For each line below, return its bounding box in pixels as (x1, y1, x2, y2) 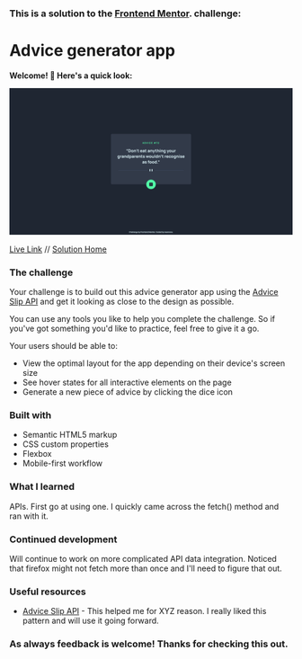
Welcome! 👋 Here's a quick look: (9, 70, 133, 81)
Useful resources (9, 585, 87, 598)
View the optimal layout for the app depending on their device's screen (22, 358, 286, 369)
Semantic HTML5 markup (22, 430, 118, 441)
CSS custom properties (22, 439, 110, 450)
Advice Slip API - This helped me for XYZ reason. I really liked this (22, 606, 267, 617)
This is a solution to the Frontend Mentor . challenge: (9, 7, 242, 20)
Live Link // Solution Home (9, 244, 108, 254)
